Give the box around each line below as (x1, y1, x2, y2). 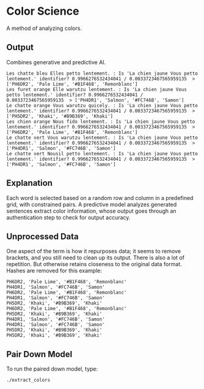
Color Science (6, 4, 79, 18)
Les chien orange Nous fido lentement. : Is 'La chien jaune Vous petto (6, 118, 195, 125)
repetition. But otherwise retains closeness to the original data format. (6, 261, 182, 268)
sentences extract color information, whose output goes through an (6, 207, 177, 215)
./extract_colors (6, 377, 51, 383)
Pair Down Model (6, 349, 73, 359)
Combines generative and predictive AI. (6, 58, 106, 65)
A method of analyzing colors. (6, 24, 82, 32)
